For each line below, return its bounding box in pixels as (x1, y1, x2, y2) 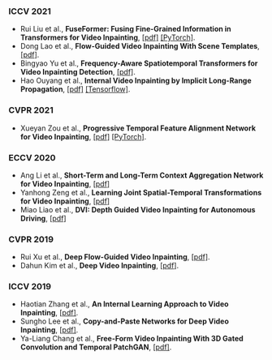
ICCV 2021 (8, 6, 51, 17)
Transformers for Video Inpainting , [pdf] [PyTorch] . (19, 32, 196, 42)
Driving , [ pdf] (19, 213, 67, 223)
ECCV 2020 (8, 152, 56, 163)
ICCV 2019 (8, 281, 51, 293)
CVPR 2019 (8, 234, 54, 245)
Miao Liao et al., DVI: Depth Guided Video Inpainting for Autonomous (19, 204, 256, 214)
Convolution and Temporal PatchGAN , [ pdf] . (19, 342, 172, 352)
